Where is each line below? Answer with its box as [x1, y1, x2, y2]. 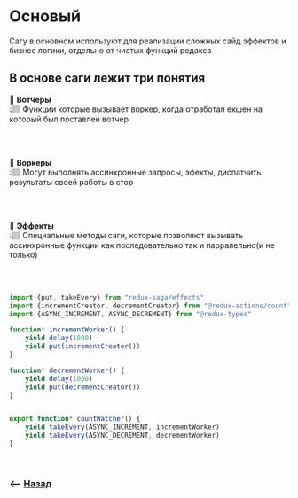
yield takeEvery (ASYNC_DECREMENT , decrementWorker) [25, 432, 220, 440]
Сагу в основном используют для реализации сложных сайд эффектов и [9, 35, 286, 46]
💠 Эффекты [9, 220, 55, 231]
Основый [9, 6, 82, 27]
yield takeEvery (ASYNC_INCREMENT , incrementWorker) [25, 423, 220, 432]
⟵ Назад [9, 477, 52, 489]
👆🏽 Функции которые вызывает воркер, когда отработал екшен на [9, 104, 263, 114]
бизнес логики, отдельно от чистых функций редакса [9, 44, 212, 55]
